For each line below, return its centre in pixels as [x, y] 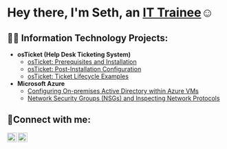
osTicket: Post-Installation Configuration [84, 69]
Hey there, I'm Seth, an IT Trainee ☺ [110, 13]
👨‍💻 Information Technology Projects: [88, 38]
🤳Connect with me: [49, 120]
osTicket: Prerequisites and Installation [82, 62]
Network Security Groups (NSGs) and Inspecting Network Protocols [123, 98]
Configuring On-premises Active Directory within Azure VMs [113, 91]
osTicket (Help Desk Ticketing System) [74, 54]
